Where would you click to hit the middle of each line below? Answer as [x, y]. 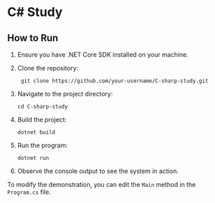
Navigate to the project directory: [65, 94]
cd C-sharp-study [43, 107]
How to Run [33, 38]
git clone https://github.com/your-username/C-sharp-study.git [114, 81]
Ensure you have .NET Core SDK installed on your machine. [103, 54]
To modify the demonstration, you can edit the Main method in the [102, 185]
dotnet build [36, 133]
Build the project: [42, 120]
